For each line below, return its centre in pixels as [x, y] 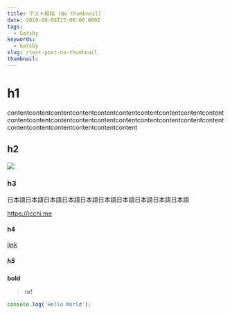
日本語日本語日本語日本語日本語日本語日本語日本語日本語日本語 [98, 200]
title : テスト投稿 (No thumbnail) [54, 14]
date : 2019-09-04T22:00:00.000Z [54, 20]
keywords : [21, 40]
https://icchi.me [30, 213]
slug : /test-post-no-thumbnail [52, 53]
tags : [15, 26]
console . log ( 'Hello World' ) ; [49, 304]
